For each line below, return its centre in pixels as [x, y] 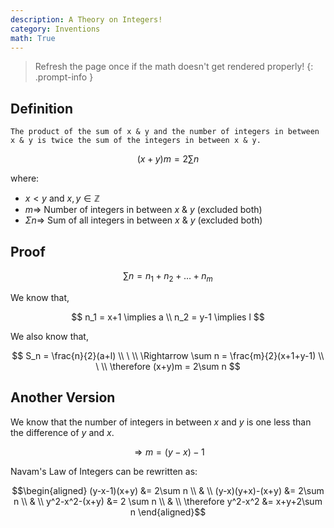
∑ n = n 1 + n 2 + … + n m [168, 277]
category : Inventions [55, 29]
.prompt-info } [64, 77]
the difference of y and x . [62, 432]
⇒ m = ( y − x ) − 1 [169, 452]
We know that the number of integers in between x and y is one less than [161, 422]
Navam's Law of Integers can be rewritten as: [104, 471]
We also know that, [49, 336]
